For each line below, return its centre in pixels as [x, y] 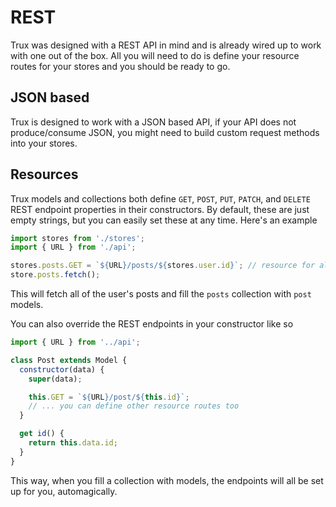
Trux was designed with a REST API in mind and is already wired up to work [166, 45]
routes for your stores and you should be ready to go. [120, 66]
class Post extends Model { [69, 360]
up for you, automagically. [64, 491]
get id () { [42, 434]
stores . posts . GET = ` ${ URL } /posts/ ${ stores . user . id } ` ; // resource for [163, 266]
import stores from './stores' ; [77, 238]
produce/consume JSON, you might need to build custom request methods [165, 132]
